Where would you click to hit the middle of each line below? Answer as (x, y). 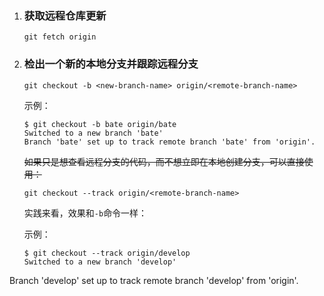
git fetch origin (60, 37)
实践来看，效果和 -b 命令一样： (85, 213)
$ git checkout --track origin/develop (107, 253)
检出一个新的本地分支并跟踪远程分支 (111, 64)
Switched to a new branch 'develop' (100, 262)
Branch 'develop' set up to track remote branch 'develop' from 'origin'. (154, 280)
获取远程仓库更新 (65, 15)
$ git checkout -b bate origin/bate (100, 124)
